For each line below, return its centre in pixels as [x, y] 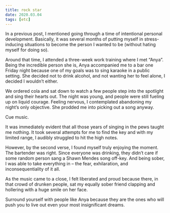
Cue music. [17, 117]
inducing [14, 45]
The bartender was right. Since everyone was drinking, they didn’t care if [82, 153]
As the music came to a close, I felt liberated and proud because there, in [82, 179]
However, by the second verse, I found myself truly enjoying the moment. [82, 148]
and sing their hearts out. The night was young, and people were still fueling [85, 96]
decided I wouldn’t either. [32, 81]
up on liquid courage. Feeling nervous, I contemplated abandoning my [78, 102]
